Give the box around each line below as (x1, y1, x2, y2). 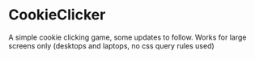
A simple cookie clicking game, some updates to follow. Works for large (8, 32, 247, 42)
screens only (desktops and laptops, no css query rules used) (8, 40, 215, 50)
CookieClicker (8, 6, 106, 24)
